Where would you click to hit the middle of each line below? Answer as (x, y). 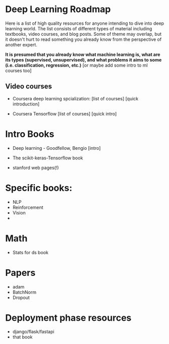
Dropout (21, 297)
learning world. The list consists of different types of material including (79, 28)
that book (22, 337)
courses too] (18, 70)
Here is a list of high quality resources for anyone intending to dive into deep (85, 23)
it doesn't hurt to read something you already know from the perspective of (83, 39)
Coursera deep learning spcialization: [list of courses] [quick (75, 98)
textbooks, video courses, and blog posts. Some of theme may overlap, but (83, 34)
